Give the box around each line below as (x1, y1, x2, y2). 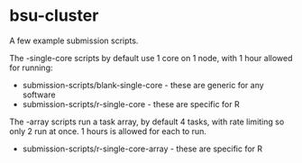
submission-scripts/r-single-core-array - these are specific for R (22, 143, 263, 154)
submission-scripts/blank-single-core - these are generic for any (22, 79, 264, 90)
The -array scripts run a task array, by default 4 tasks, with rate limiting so (9, 116, 285, 127)
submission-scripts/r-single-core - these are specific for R (22, 98, 241, 109)
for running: (9, 62, 53, 73)
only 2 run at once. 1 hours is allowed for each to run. (9, 125, 207, 136)
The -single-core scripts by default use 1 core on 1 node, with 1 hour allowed (9, 52, 293, 63)
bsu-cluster (9, 5, 99, 26)
